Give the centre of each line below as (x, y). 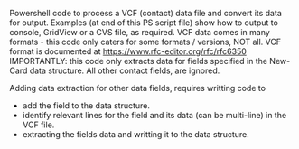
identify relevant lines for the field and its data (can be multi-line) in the (154, 115)
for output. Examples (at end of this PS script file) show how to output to (144, 23)
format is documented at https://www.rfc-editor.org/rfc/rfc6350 (128, 51)
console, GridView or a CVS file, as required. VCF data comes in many (140, 32)
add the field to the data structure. (86, 106)
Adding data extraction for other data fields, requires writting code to (138, 88)
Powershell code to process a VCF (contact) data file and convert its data (145, 13)
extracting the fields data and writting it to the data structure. (136, 134)
